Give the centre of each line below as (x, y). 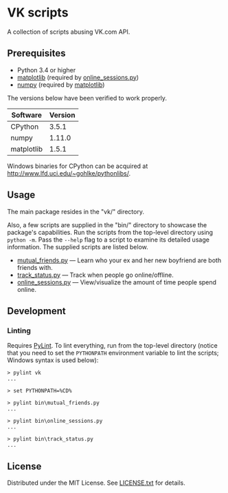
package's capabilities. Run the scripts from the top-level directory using (110, 232)
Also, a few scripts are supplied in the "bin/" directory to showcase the (107, 224)
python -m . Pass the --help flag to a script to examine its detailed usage (108, 240)
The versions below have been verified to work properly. (87, 98)
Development (37, 311)
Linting (19, 331)
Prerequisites (36, 53)
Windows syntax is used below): (53, 360)
